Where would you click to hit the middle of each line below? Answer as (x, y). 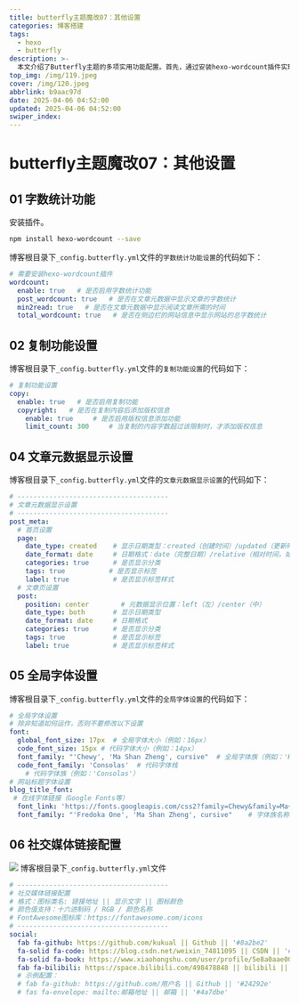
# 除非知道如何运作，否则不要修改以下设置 (77, 724)
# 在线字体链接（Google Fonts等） (71, 798)
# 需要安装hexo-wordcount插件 (61, 274)
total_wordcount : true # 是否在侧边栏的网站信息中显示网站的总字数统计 (142, 316)
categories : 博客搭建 (47, 26)
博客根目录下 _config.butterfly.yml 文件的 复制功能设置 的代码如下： (129, 369)
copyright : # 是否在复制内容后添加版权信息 (94, 410)
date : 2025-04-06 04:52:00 (59, 100)
